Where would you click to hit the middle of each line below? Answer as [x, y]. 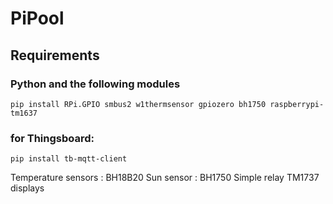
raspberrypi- [297, 104]
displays [27, 188]
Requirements [55, 55]
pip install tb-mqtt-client [69, 159]
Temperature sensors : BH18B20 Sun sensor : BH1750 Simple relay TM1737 [165, 178]
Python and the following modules [95, 84]
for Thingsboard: [52, 138]
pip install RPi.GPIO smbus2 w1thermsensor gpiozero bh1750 [138, 104]
